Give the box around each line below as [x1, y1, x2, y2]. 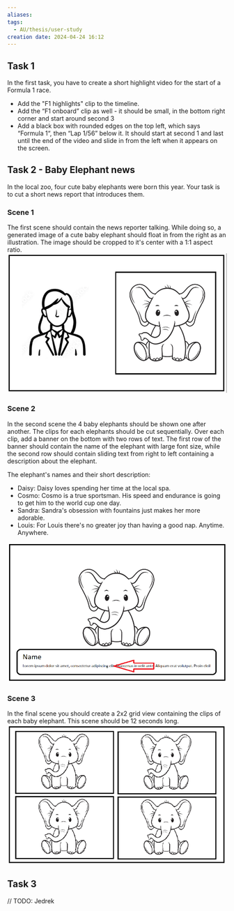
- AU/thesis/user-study [13, 26, 82, 33]
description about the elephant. [7, 457, 97, 465]
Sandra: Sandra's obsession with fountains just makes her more [17, 506, 201, 514]
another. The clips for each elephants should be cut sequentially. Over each [7, 427, 224, 435]
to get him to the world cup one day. [17, 499, 122, 507]
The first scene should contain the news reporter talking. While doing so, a [7, 223, 221, 232]
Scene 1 [7, 207, 34, 217]
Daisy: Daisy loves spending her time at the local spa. [17, 483, 171, 492]
